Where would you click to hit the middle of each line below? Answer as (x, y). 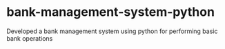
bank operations (30, 38)
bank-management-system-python (111, 12)
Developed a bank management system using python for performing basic (112, 31)
